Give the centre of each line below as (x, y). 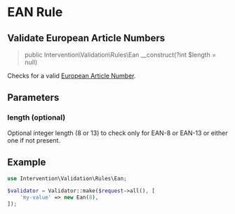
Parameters (33, 98)
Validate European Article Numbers (86, 38)
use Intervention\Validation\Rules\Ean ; (67, 178)
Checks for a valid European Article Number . (72, 76)
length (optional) (36, 117)
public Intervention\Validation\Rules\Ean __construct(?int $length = (120, 55)
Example (27, 163)
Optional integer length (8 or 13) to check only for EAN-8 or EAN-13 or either (117, 133)
